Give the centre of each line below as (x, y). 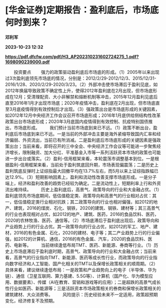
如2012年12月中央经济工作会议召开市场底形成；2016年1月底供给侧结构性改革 (83, 115)
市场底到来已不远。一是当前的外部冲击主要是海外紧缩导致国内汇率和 (87, 133)
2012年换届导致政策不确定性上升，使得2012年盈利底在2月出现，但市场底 (79, 90)
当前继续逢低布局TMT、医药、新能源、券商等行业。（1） (97, 245)
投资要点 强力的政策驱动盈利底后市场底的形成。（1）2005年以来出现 (86, 72)
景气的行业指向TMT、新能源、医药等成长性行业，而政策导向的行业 (85, 257)
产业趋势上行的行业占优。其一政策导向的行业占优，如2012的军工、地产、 (79, 226)
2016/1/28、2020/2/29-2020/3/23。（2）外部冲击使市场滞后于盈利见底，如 (82, 84)
